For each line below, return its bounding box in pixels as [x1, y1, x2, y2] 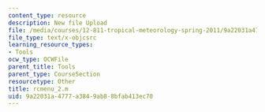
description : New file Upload [8, 19, 108, 27]
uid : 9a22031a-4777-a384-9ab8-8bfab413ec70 [8, 92, 154, 100]
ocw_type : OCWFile [8, 56, 69, 64]
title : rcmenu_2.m [8, 84, 69, 93]
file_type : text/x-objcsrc [8, 33, 97, 42]
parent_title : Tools [8, 63, 77, 71]
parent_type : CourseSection [8, 70, 101, 78]
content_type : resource [8, 11, 87, 20]
